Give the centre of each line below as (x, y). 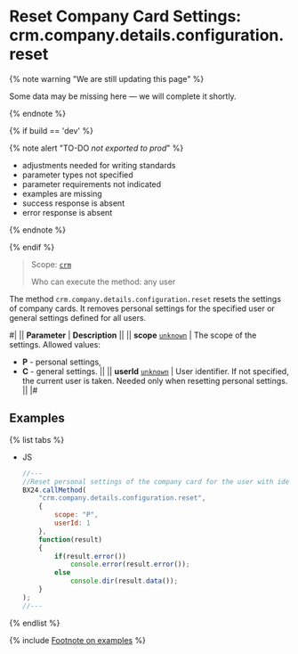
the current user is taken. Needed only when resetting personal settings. (155, 380)
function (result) (70, 540)
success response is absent (73, 203)
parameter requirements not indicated (92, 184)
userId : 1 (72, 523)
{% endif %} (32, 247)
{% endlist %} (35, 623)
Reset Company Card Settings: (125, 16)
